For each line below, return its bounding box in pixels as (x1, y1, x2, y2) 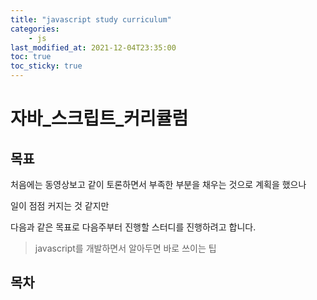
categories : (10, 24, 60, 34)
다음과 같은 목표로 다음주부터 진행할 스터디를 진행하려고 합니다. (10, 221, 257, 233)
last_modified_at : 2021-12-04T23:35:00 (10, 42, 177, 53)
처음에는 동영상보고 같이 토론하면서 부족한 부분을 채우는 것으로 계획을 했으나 (10, 179, 307, 190)
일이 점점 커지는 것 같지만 (10, 200, 110, 211)
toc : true (10, 52, 52, 62)
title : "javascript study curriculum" (10, 14, 172, 25)
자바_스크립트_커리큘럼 (10, 107, 189, 130)
